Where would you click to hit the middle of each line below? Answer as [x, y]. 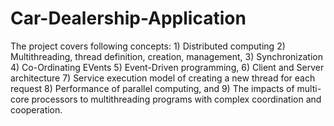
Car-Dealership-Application [128, 18]
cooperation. [36, 109]
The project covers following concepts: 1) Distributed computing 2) [148, 46]
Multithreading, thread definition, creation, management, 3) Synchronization [166, 56]
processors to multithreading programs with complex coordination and [176, 99]
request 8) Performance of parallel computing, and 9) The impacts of [152, 88]
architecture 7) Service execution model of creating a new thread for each [163, 78]
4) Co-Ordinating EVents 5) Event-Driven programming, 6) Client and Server [167, 67]
